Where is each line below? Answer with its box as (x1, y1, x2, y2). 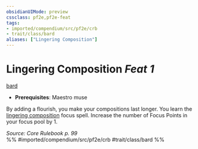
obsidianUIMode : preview (6, 8, 68, 15)
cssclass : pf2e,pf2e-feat (6, 14, 71, 20)
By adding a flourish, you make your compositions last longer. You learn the (6, 105, 193, 112)
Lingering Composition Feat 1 (6, 62, 154, 76)
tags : (6, 20, 20, 26)
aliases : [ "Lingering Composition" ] (6, 37, 98, 42)
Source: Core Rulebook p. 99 (6, 129, 78, 136)
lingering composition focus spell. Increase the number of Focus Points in (6, 111, 188, 118)
